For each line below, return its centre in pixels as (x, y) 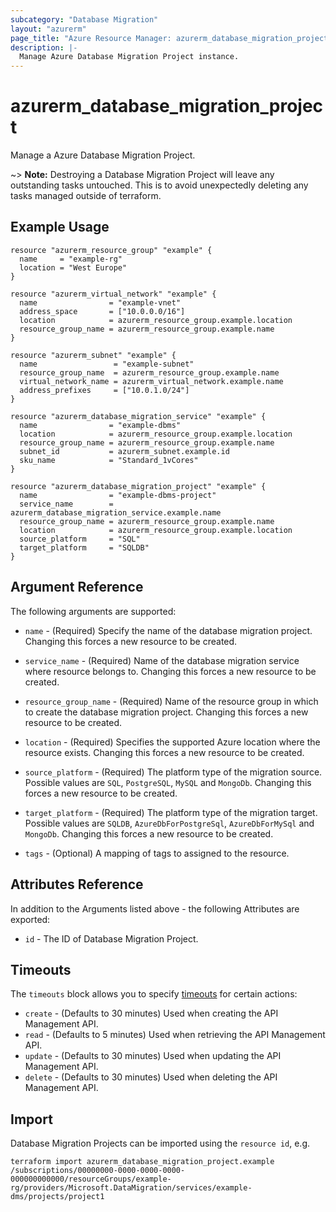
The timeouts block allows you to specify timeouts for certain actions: (154, 994)
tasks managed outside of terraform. (86, 196)
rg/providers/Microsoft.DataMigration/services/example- (131, 1188)
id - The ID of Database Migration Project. (111, 938)
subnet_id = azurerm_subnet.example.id (124, 451)
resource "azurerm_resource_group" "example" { (111, 250)
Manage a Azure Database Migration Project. (103, 155)
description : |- (44, 47)
